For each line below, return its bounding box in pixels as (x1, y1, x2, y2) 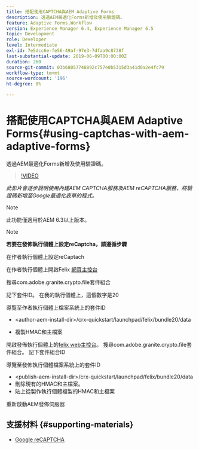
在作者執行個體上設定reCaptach (6, 253, 85, 260)
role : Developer (6, 36, 47, 42)
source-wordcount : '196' (6, 75, 68, 81)
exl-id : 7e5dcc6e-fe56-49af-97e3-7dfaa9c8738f (6, 48, 124, 54)
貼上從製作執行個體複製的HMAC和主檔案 (14, 387, 115, 395)
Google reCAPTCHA (14, 436, 65, 443)
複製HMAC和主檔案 (14, 328, 63, 335)
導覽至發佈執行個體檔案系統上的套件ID (6, 361, 100, 368)
